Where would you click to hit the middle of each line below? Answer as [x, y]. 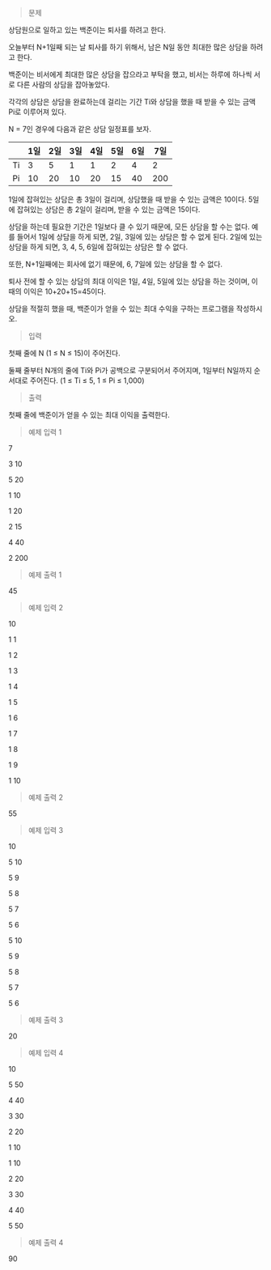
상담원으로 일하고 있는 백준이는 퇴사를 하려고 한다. [87, 30]
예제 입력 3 [45, 830]
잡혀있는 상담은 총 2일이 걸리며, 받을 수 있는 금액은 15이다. [108, 209]
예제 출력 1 [45, 575]
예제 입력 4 [46, 1053]
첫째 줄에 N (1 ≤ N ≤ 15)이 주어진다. [64, 353]
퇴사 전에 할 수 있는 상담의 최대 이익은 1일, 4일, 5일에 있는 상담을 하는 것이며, [129, 281]
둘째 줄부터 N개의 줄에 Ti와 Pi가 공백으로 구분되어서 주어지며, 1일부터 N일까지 [130, 370]
